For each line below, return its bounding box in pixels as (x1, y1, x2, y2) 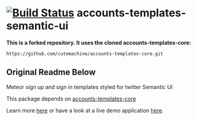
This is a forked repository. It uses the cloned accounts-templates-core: (6, 39, 192, 46)
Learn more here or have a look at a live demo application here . (6, 107, 164, 114)
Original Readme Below (6, 67, 96, 78)
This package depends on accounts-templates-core (6, 95, 136, 102)
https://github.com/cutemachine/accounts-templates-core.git (6, 50, 164, 57)
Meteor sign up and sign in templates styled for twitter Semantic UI (6, 83, 173, 90)
